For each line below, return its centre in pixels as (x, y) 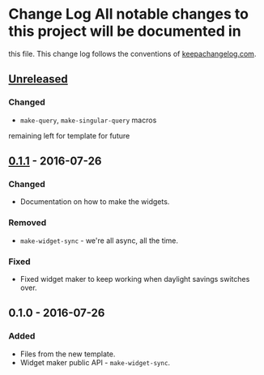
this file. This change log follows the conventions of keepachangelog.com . (132, 53)
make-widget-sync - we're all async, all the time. (99, 241)
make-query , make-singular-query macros (88, 120)
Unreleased (38, 79)
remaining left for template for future (69, 135)
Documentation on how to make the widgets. (95, 202)
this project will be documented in (125, 31)
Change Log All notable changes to (129, 14)
